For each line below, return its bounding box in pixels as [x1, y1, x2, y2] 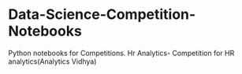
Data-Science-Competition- [8, 6, 196, 24]
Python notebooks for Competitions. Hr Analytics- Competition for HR [8, 48, 235, 57]
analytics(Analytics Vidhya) [8, 57, 97, 66]
